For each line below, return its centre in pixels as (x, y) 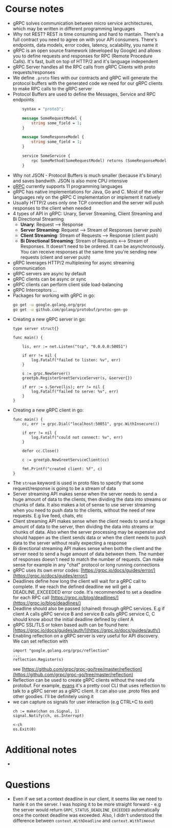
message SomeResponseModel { (53, 137)
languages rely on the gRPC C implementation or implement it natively (87, 197)
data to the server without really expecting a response (70, 543)
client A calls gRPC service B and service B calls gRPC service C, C (84, 614)
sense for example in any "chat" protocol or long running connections (86, 565)
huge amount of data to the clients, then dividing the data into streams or (90, 499)
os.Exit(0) (24, 729)
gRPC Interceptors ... (35, 290)
